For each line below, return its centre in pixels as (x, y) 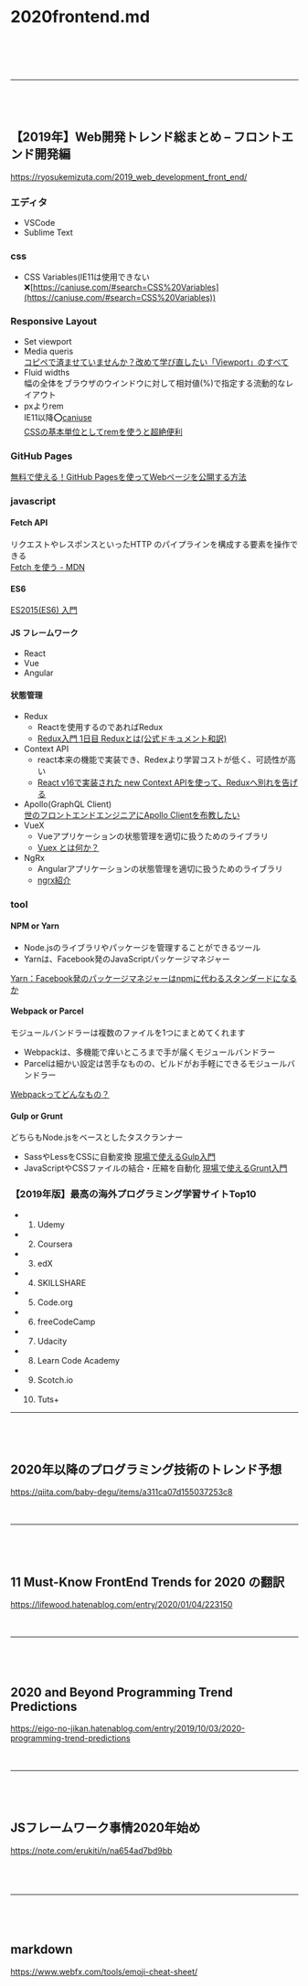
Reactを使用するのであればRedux (100, 727)
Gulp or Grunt (37, 1116)
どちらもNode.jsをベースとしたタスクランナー (97, 1137)
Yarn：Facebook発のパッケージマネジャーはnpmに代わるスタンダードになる (154, 978)
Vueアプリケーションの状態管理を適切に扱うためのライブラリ (153, 836)
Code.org (55, 1302)
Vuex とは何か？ (68, 847)
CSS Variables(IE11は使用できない (86, 277)
